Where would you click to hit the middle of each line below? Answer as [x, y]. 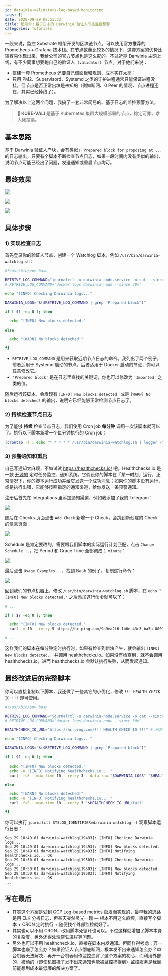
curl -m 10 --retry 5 [32, 629]
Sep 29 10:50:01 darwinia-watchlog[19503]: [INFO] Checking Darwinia [79, 860]
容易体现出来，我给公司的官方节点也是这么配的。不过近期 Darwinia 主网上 [85, 56]
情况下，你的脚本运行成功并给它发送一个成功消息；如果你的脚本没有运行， [86, 481]
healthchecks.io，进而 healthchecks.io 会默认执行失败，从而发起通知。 [78, 661]
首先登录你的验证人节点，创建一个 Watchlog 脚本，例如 [62, 255]
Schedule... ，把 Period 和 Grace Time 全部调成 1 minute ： [66, 550]
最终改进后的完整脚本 [38, 678]
